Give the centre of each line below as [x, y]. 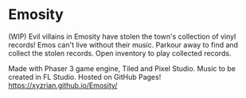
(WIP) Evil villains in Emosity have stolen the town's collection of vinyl [122, 36]
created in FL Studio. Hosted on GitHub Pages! [85, 77]
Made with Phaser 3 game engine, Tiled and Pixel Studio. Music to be [122, 68]
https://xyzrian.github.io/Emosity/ [63, 85]
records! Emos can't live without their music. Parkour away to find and [123, 44]
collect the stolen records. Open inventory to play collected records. [120, 53]
